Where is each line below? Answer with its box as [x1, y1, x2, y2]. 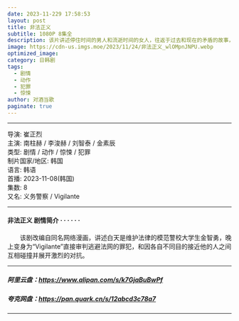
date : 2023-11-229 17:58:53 [7, 10, 91, 18]
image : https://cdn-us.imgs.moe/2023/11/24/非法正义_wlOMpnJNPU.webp [7, 43, 213, 50]
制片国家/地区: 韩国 [7, 156, 64, 165]
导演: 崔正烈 [7, 129, 43, 138]
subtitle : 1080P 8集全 [7, 30, 73, 38]
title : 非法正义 [7, 23, 51, 31]
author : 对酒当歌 [7, 97, 55, 104]
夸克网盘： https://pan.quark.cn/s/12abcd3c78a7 [7, 295, 156, 303]
